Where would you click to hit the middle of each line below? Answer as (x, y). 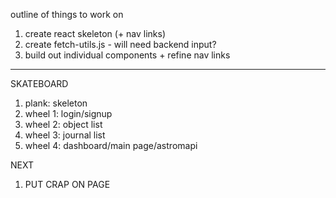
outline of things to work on (67, 14)
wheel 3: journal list (65, 135)
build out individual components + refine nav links (127, 55)
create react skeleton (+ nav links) (95, 33)
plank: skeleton (56, 103)
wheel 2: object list (63, 124)
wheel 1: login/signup (68, 113)
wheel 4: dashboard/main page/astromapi (111, 145)
